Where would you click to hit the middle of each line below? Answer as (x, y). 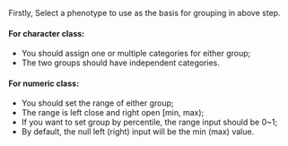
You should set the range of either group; (97, 103)
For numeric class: (44, 83)
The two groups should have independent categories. (121, 63)
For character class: (47, 33)
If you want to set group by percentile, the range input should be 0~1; (149, 122)
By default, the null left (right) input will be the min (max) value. (138, 132)
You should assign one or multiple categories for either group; (136, 54)
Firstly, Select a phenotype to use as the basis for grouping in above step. (144, 13)
